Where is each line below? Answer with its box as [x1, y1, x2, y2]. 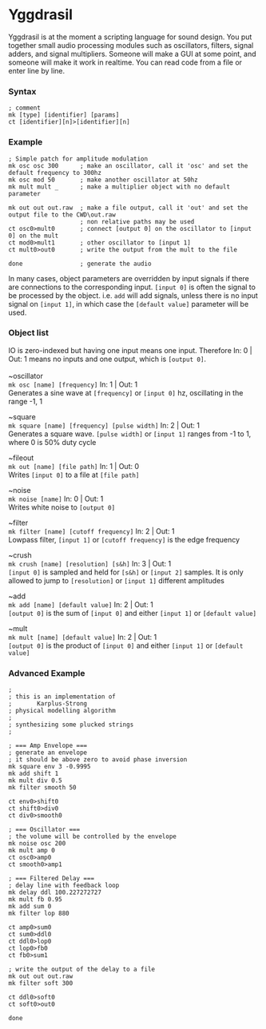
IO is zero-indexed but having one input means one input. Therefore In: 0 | [8, 345, 253, 355]
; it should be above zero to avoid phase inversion [8, 756, 188, 764]
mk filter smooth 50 [8, 784, 77, 792]
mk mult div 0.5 [8, 777, 62, 785]
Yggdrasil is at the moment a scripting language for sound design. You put [8, 32, 252, 42]
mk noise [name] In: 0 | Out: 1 [8, 494, 104, 503]
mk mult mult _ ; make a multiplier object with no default [8, 182, 230, 191]
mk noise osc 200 [8, 840, 66, 848]
